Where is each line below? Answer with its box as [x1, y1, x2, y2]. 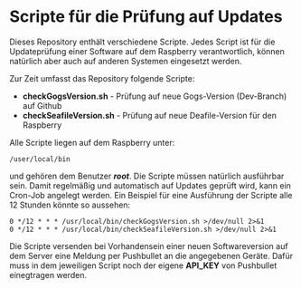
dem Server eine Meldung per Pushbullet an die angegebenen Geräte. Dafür [9, 250, 294, 261]
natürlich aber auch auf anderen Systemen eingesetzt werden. [9, 55, 242, 66]
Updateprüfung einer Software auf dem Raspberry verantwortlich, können [9, 45, 285, 56]
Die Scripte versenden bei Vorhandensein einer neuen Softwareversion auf [9, 240, 288, 251]
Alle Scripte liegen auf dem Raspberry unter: [9, 137, 175, 148]
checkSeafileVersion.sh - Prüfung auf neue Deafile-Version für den [22, 110, 277, 120]
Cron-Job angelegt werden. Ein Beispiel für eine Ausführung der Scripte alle [9, 189, 293, 200]
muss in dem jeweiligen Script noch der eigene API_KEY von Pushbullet [9, 260, 277, 271]
